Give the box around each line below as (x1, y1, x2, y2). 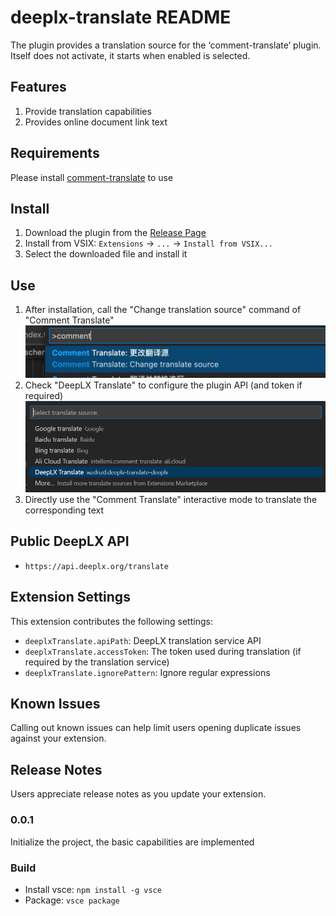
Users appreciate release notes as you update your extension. (10, 788, 267, 800)
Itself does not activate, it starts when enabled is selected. (10, 49, 251, 61)
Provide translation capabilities (24, 105, 152, 117)
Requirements (10, 145, 100, 162)
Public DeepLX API (10, 533, 130, 550)
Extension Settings (10, 589, 131, 606)
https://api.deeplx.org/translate (24, 561, 169, 571)
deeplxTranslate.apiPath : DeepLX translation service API (24, 634, 262, 646)
